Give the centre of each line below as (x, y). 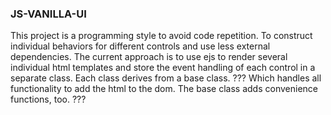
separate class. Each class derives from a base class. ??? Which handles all (166, 78)
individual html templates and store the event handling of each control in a (163, 68)
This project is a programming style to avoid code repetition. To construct (161, 36)
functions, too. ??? (48, 99)
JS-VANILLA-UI (48, 14)
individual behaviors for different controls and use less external (140, 46)
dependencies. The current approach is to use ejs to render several (149, 57)
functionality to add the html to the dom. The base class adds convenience (164, 89)
